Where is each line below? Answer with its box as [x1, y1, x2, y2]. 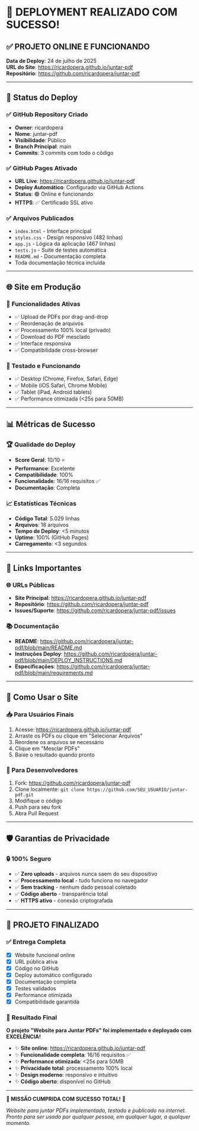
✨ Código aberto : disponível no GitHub [14, 1078, 111, 1085]
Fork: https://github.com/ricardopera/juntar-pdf [14, 780, 131, 787]
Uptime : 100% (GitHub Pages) [14, 534, 89, 541]
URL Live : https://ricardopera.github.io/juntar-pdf [14, 177, 135, 185]
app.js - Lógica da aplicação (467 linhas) [14, 240, 116, 247]
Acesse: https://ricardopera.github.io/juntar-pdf [14, 726, 131, 733]
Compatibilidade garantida [14, 998, 80, 1005]
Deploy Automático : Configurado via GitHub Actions [14, 183, 144, 190]
